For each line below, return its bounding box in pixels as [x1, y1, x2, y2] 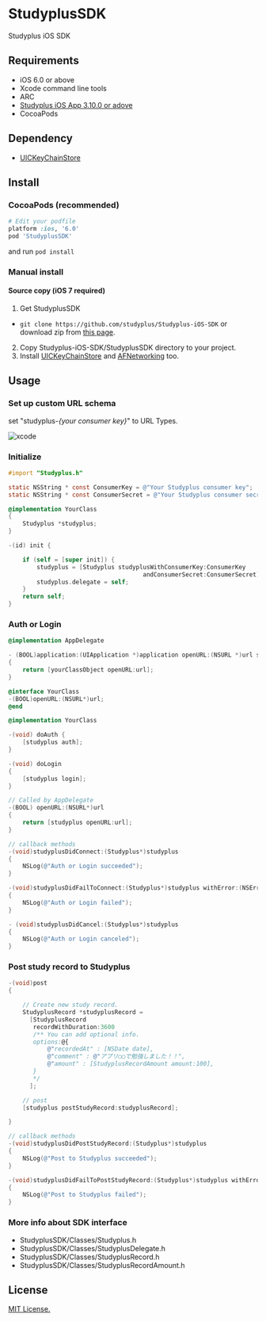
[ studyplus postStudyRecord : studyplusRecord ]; [22, 1104, 179, 1112]
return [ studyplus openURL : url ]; [22, 818, 133, 827]
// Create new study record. [22, 1001, 119, 1009]
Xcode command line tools [19, 83, 107, 93]
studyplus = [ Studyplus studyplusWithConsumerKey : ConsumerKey [36, 563, 246, 571]
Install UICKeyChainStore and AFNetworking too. [19, 351, 180, 361]
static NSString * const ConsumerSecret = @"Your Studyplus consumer [8, 491, 243, 499]
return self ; [22, 592, 66, 601]
